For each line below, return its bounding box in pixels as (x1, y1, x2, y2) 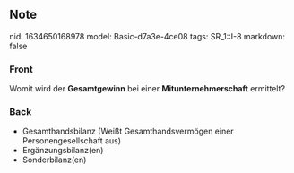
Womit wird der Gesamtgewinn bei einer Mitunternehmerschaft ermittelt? (9, 83, 285, 94)
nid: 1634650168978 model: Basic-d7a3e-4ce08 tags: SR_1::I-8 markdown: (9, 30, 285, 41)
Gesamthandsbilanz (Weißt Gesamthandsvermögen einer (22, 125, 235, 137)
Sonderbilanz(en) (22, 154, 87, 165)
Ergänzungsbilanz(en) (22, 145, 104, 156)
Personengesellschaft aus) (22, 135, 122, 146)
